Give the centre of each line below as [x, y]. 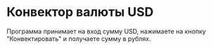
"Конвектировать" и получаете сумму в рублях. [79, 38]
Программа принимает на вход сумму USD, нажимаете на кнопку [106, 31]
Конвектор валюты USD [80, 12]
